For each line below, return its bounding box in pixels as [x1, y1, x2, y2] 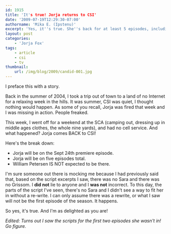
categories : [5, 36, 31, 41]
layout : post [5, 31, 33, 36]
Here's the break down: [5, 140, 54, 146]
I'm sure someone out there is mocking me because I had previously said [5, 171, 159, 177]
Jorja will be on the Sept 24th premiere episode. [12, 150, 114, 156]
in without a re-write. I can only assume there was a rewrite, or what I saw [5, 193, 160, 198]
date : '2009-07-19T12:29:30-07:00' [5, 17, 81, 22]
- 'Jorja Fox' [14, 41, 44, 46]
